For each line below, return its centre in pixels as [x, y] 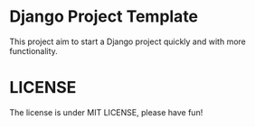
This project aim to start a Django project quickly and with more [127, 41]
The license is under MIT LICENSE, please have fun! [106, 112]
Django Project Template [104, 17]
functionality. [34, 50]
